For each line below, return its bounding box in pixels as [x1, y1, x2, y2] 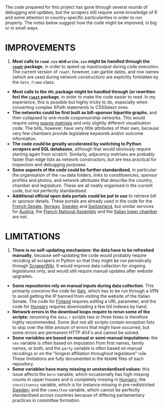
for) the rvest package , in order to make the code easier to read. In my [12, 94, 156, 100]
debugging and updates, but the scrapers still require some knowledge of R [5, 9, 158, 15]
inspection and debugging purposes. [12, 161, 87, 167]
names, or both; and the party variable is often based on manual [12, 345, 142, 351]
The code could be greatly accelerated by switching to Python [12, 141, 141, 147]
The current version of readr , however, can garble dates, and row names [12, 69, 159, 75]
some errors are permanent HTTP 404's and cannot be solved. [12, 330, 140, 335]
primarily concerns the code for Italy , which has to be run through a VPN [12, 288, 159, 294]
